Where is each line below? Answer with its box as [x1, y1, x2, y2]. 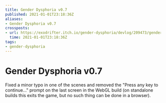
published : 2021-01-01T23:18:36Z [5, 12, 74, 17]
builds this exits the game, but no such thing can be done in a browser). [5, 92, 151, 98]
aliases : [5, 16, 23, 21]
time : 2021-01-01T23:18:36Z [9, 35, 68, 40]
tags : [5, 40, 16, 45]
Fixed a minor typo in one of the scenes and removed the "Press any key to [5, 82, 159, 88]
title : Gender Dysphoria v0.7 [5, 7, 68, 12]
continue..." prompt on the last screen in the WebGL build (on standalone [5, 87, 153, 93]
